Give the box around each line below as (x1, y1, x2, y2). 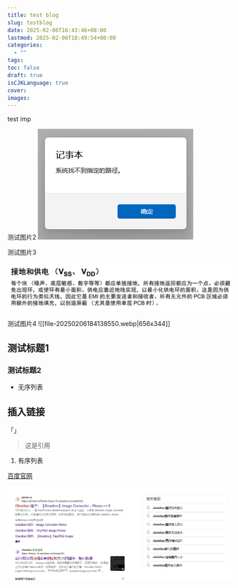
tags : (7, 57, 24, 64)
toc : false (7, 64, 40, 71)
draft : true (7, 71, 43, 78)
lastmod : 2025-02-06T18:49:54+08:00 (7, 34, 116, 41)
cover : (7, 86, 27, 94)
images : (7, 94, 31, 101)
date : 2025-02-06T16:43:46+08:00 (7, 26, 107, 34)
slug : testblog (7, 19, 53, 26)
